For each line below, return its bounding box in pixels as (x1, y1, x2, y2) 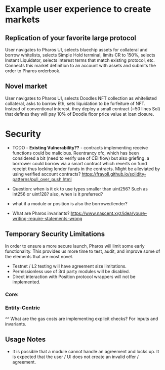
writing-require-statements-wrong (12, 215, 82, 221)
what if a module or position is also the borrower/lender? (12, 200, 127, 206)
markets (5, 14, 40, 25)
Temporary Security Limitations (5, 230, 105, 238)
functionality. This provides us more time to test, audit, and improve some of (5, 248, 161, 254)
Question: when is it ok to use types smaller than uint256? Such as (12, 185, 148, 191)
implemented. (12, 278, 41, 285)
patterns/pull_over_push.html (12, 176, 72, 182)
